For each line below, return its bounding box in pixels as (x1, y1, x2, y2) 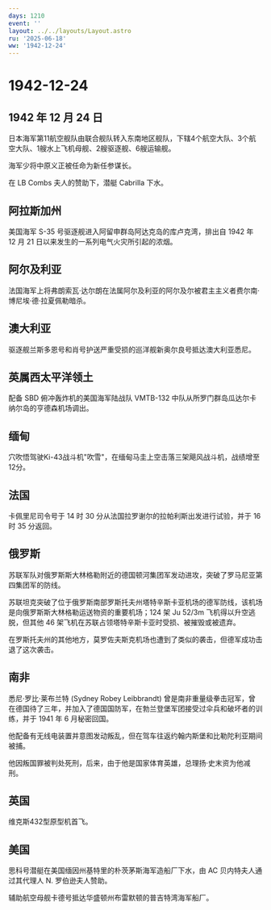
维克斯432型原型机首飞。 (8, 816, 93, 827)
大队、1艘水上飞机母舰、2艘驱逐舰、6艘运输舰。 (15, 144, 176, 153)
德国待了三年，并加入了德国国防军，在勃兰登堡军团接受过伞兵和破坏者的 (15, 703, 256, 713)
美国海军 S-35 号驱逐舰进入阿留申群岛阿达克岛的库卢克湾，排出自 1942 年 (8, 227, 254, 236)
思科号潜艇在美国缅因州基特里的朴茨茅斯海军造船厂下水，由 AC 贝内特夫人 (8, 866, 256, 875)
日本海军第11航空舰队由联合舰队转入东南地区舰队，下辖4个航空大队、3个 (8, 134, 250, 144)
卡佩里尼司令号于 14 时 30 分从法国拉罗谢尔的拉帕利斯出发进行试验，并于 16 (8, 511, 261, 520)
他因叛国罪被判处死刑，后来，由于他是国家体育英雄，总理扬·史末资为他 (8, 758, 244, 767)
